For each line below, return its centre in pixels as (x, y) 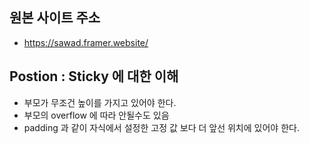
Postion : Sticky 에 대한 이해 (94, 76)
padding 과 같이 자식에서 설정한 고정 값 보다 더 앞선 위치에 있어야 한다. (161, 127)
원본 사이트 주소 (55, 18)
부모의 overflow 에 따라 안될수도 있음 (96, 115)
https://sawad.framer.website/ (86, 42)
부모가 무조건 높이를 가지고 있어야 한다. (100, 102)
